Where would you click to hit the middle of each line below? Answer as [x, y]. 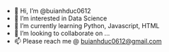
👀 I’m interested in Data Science [60, 18]
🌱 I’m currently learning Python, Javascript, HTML [87, 26]
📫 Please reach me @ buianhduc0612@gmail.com [88, 41]
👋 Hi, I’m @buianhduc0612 [52, 11]
